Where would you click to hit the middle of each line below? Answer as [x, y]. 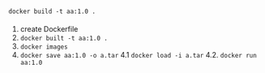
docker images [44, 47]
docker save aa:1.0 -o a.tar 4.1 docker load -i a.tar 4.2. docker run [138, 55]
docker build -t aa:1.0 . [52, 11]
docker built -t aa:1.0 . [64, 39]
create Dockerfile [49, 29]
